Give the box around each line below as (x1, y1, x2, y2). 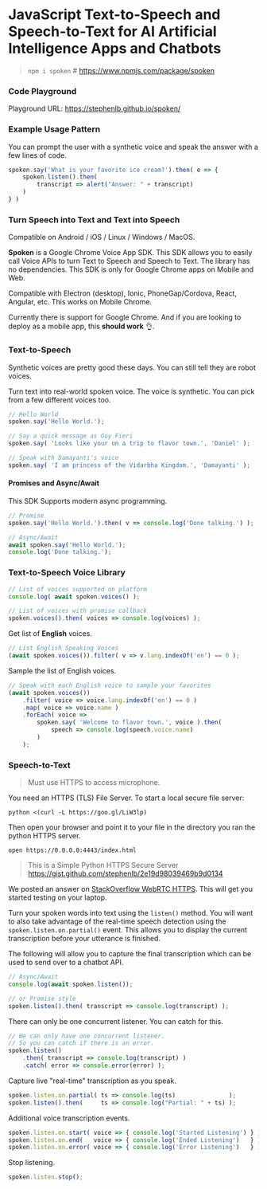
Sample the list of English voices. (8, 665, 117, 675)
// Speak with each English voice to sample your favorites (8, 681, 212, 689)
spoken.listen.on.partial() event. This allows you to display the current (8, 925, 248, 935)
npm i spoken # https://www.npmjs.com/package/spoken (27, 65, 215, 75)
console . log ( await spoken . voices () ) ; (8, 592, 141, 601)
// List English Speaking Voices (8, 644, 119, 653)
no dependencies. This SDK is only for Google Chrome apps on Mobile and (8, 265, 254, 274)
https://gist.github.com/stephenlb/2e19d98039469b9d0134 (27, 869, 224, 878)
